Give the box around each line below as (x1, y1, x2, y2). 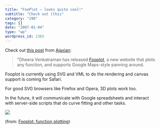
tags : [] (5, 20, 23, 26)
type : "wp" (5, 29, 27, 34)
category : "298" (5, 16, 38, 21)
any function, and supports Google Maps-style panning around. (16, 61, 144, 68)
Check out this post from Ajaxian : (5, 47, 72, 53)
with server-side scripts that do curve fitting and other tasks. (5, 100, 127, 106)
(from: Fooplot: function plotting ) (5, 118, 70, 124)
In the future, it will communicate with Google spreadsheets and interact (5, 95, 149, 100)
